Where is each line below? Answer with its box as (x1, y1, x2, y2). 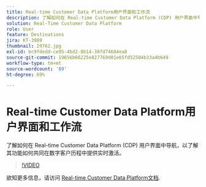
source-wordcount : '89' (6, 65, 67, 72)
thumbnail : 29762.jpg (6, 43, 62, 50)
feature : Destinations (6, 32, 64, 38)
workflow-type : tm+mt (6, 60, 62, 66)
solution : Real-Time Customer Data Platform (6, 20, 122, 26)
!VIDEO (21, 161, 40, 169)
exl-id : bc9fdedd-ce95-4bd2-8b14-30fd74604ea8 (6, 49, 128, 55)
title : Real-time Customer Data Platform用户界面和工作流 (6, 9, 150, 15)
